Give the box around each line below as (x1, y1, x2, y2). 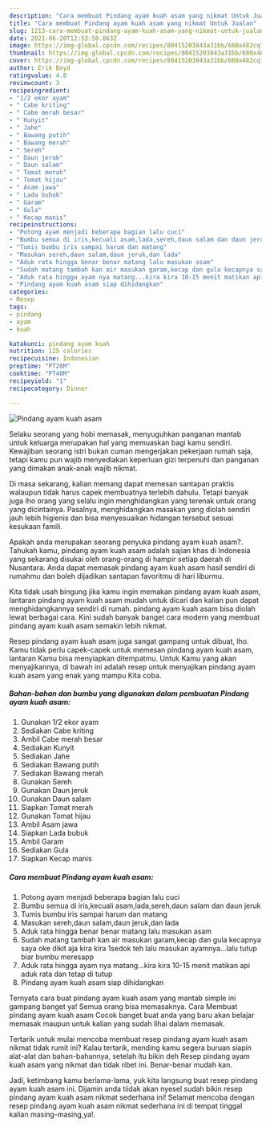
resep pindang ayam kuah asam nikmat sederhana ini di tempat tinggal (9, 1101, 243, 1111)
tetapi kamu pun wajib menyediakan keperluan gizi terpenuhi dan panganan (9, 454, 260, 464)
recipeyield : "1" (9, 376, 67, 385)
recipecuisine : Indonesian (9, 355, 99, 363)
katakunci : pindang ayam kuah (9, 340, 111, 348)
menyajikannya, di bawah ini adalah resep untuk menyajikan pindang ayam (9, 661, 256, 671)
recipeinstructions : (9, 221, 79, 229)
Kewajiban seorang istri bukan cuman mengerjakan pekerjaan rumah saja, (9, 446, 253, 456)
